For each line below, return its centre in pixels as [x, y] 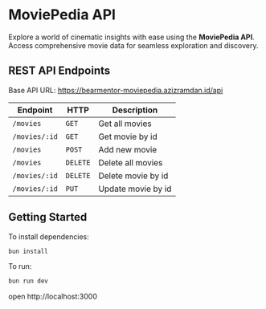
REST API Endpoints [59, 71]
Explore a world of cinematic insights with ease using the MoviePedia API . [131, 37]
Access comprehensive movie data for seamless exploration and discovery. [133, 45]
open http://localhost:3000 [53, 297]
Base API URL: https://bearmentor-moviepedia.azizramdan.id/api [116, 90]
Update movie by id [135, 189]
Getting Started [48, 217]
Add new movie [128, 149]
